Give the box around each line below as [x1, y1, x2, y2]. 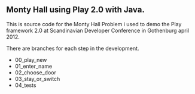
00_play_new [14, 56, 47, 63]
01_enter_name [14, 62, 53, 70]
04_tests [14, 82, 36, 89]
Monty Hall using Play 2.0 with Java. [6, 5, 145, 15]
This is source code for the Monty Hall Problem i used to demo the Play [6, 20, 182, 27]
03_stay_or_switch [14, 75, 60, 82]
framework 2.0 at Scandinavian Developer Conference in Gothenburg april [6, 27, 190, 34]
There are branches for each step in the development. [6, 45, 139, 52]
